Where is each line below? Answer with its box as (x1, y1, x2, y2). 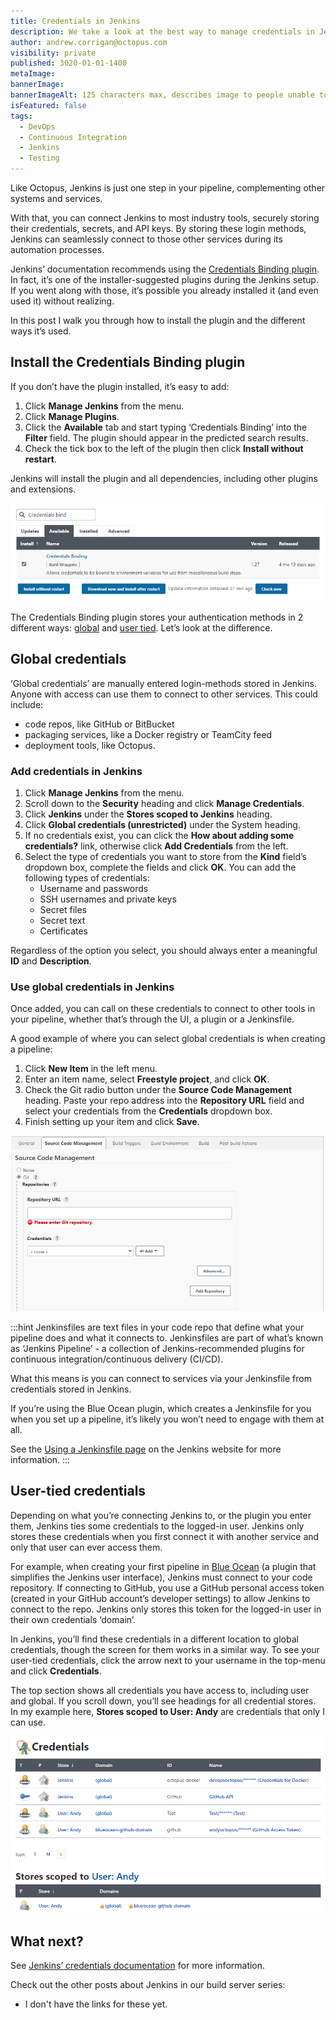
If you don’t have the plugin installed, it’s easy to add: (10, 380, 230, 392)
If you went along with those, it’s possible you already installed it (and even (10, 285, 319, 296)
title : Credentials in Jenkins (10, 16, 141, 26)
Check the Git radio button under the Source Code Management (24, 1084, 293, 1096)
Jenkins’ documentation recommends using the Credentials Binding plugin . (10, 263, 320, 275)
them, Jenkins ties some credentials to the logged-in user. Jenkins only (10, 1520, 305, 1532)
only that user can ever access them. (10, 1541, 163, 1553)
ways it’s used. (10, 325, 72, 337)
